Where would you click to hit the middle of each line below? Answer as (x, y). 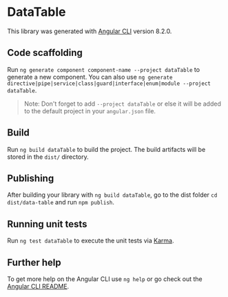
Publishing (31, 178)
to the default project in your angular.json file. (90, 111)
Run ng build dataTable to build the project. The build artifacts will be (106, 149)
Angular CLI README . (38, 286)
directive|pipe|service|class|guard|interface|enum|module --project (109, 84)
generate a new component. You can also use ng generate (90, 77)
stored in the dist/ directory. (48, 157)
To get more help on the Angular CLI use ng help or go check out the (105, 279)
